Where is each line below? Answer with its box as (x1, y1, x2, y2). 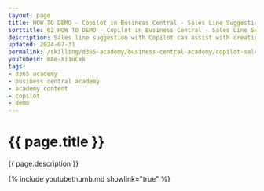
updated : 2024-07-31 (8, 41, 76, 49)
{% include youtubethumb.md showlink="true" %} (8, 174, 171, 184)
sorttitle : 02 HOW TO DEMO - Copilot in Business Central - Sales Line (8, 26, 247, 34)
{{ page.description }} (8, 159, 79, 169)
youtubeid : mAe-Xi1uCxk (8, 56, 86, 64)
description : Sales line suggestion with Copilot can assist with (8, 33, 230, 42)
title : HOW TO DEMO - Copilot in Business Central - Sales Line (8, 19, 223, 27)
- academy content (8, 84, 68, 93)
